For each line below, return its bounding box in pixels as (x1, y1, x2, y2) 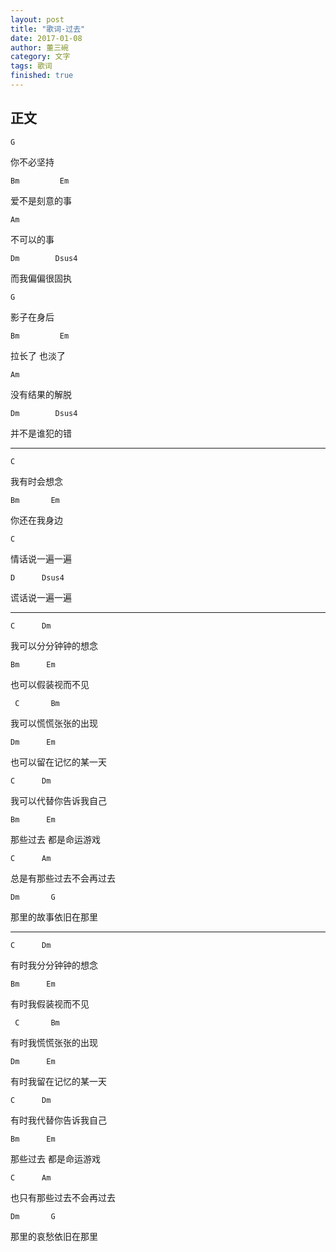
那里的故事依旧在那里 (10, 911, 98, 923)
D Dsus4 (10, 572, 65, 583)
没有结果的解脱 (10, 388, 72, 400)
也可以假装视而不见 (10, 678, 90, 690)
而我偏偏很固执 (10, 272, 72, 284)
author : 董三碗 (10, 42, 69, 53)
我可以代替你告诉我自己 (10, 794, 107, 806)
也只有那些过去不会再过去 (10, 1191, 116, 1203)
